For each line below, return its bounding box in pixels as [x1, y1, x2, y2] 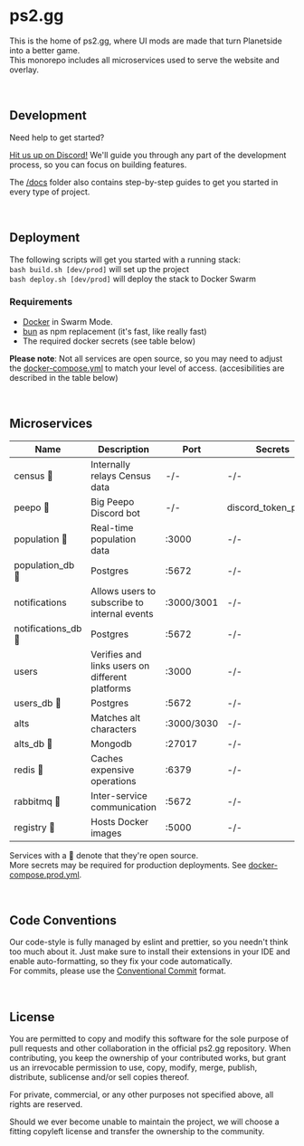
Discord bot [90, 507, 140, 519]
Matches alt [90, 711, 141, 724]
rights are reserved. [9, 1099, 83, 1110]
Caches [90, 752, 124, 764]
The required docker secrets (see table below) [22, 336, 196, 346]
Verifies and [90, 648, 142, 660]
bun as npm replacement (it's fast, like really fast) [22, 326, 207, 336]
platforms [90, 682, 132, 695]
